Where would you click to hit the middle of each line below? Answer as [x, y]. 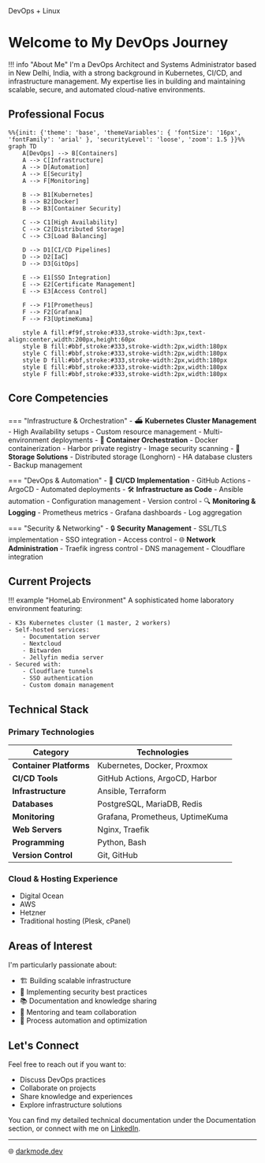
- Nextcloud [42, 644]
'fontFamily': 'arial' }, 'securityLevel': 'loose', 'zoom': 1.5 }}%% [127, 140]
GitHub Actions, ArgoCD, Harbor [157, 778]
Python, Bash [122, 843]
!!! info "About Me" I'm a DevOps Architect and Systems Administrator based [132, 64]
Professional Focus [56, 115]
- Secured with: [35, 665]
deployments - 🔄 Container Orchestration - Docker [134, 440]
